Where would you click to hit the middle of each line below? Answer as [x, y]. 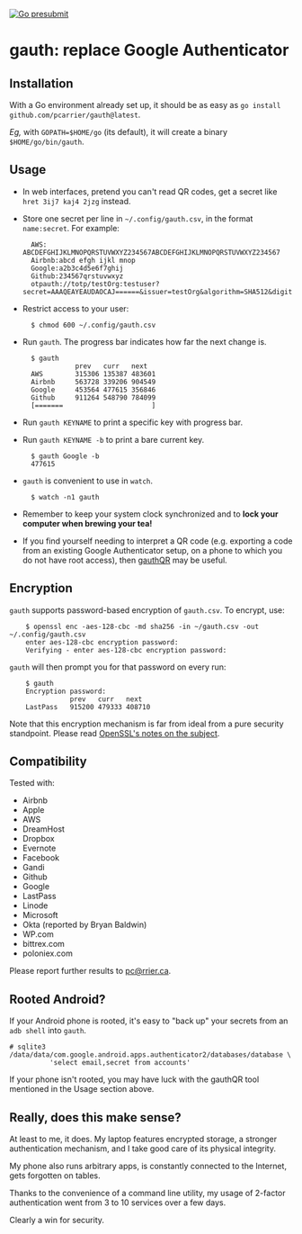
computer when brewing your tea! [87, 523]
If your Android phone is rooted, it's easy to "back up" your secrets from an [149, 1021]
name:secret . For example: [71, 228]
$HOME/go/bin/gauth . [47, 141]
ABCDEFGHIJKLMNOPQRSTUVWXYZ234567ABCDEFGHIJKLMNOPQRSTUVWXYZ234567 [151, 252]
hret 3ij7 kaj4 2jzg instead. [77, 201]
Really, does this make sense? [95, 1117]
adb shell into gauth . [48, 1031]
